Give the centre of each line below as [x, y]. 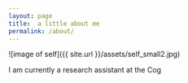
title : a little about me [54, 24]
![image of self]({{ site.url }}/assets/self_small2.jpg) [94, 55]
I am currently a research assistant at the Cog [85, 70]
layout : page [31, 16]
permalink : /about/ [42, 31]
